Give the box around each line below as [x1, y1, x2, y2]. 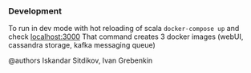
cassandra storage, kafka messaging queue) [8, 40, 156, 50]
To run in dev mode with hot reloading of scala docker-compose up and [8, 24, 240, 33]
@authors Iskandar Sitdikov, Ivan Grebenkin [8, 56, 153, 65]
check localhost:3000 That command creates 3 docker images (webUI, [8, 32, 244, 41]
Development [8, 6, 63, 17]
